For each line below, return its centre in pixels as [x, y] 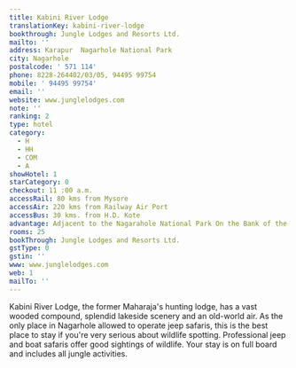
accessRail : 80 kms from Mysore [69, 199]
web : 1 [21, 273]
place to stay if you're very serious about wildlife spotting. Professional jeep [148, 334]
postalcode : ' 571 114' [53, 67]
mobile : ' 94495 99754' [53, 83]
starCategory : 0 [39, 183]
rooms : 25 [27, 231]
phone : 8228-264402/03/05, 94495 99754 [83, 75]
